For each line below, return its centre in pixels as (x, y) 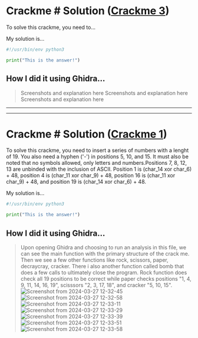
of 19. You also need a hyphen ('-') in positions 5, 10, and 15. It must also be (97, 157)
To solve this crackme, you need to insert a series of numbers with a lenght (98, 150)
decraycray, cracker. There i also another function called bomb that (102, 266)
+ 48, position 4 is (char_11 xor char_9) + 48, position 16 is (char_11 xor (91, 175)
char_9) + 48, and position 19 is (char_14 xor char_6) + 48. (76, 182)
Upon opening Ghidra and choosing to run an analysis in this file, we (103, 247)
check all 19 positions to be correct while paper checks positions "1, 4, (106, 279)
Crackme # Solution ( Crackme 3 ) (88, 11)
